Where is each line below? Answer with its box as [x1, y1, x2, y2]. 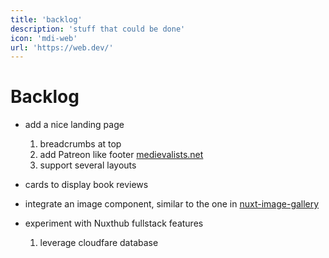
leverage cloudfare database [39, 237, 159, 249]
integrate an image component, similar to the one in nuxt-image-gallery [24, 198, 320, 210]
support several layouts [39, 159, 137, 171]
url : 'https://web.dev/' [10, 42, 114, 53]
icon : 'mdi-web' [10, 33, 78, 43]
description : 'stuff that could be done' [10, 24, 186, 34]
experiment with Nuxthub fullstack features [24, 217, 204, 230]
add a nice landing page [24, 119, 125, 131]
